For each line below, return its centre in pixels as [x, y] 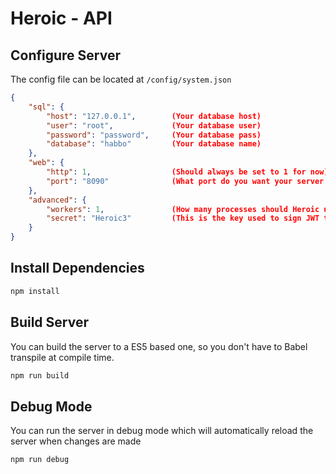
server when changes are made [76, 441]
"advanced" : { [57, 200]
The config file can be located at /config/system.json [121, 79]
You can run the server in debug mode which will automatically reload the [162, 431]
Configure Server [65, 55]
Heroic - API [61, 18]
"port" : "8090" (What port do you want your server [185, 181]
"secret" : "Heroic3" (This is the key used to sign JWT [183, 218]
